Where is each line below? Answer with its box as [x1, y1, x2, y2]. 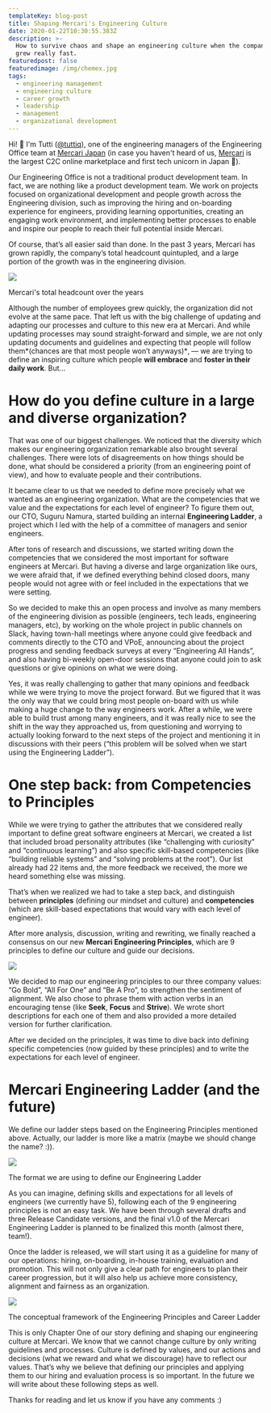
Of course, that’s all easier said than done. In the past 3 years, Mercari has [8, 239, 256, 249]
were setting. [8, 587, 52, 597]
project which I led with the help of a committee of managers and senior [8, 519, 248, 530]
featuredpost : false [8, 57, 78, 66]
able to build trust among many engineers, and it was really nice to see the [8, 713, 256, 722]
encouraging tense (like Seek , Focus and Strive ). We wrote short [8, 1002, 225, 1012]
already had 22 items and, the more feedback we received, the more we [8, 862, 248, 872]
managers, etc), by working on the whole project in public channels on [8, 620, 243, 629]
